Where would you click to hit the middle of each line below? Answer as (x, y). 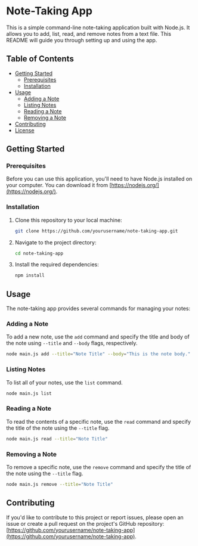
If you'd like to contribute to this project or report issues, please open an (95, 517)
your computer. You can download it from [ (59, 185)
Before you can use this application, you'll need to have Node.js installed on (99, 179)
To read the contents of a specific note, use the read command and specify (98, 421)
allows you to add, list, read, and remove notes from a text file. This (89, 33)
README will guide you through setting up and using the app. (82, 40)
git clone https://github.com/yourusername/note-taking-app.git (96, 231)
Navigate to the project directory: (55, 242)
